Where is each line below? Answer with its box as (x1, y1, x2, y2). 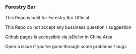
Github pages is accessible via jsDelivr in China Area (5, 34, 113, 40)
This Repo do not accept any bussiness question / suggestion (5, 24, 132, 30)
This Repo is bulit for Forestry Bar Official (5, 15, 89, 21)
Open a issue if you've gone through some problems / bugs (5, 44, 127, 50)
